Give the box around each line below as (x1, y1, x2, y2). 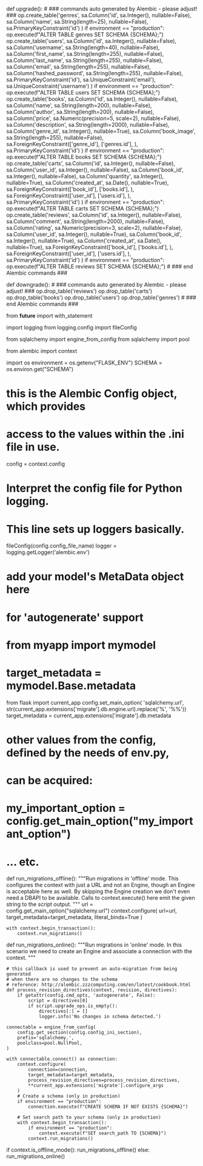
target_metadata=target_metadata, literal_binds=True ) (6, 914, 143, 921)
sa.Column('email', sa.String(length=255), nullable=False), (6, 63, 151, 70)
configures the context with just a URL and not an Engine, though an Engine (6, 882, 195, 889)
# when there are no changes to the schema (6, 976, 118, 983)
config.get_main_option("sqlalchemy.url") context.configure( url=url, (6, 907, 177, 914)
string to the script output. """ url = (6, 900, 94, 908)
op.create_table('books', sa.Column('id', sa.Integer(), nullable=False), (6, 95, 178, 102)
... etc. (6, 855, 39, 869)
